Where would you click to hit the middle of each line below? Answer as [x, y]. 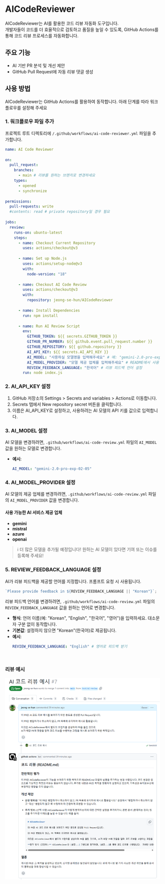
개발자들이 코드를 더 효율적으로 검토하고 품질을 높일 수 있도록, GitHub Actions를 [82, 29]
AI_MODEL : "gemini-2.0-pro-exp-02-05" [52, 469]
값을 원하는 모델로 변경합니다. [33, 448]
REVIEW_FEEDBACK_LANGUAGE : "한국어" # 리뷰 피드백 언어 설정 [84, 368]
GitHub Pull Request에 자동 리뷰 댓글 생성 [53, 71]
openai [19, 539]
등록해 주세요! [30, 556]
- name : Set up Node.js [42, 259]
